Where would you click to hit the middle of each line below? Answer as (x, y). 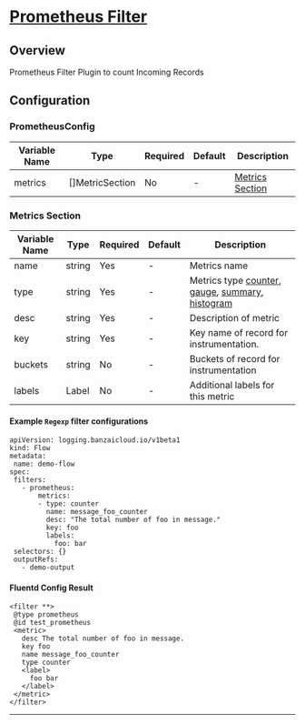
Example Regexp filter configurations (79, 421)
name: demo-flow (44, 464)
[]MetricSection (102, 182)
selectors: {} (40, 552)
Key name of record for (239, 332)
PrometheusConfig (52, 126)
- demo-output (48, 568)
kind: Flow (30, 448)
